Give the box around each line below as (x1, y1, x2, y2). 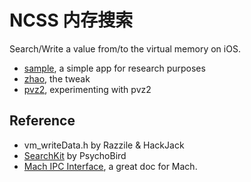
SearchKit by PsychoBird (23, 149, 127, 161)
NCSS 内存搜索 (9, 9, 134, 32)
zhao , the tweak (23, 72, 91, 85)
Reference (9, 112, 76, 130)
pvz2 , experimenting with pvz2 (23, 83, 152, 95)
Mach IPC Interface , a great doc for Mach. (23, 160, 198, 172)
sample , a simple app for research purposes (23, 62, 206, 74)
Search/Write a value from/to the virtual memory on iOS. (9, 42, 241, 55)
